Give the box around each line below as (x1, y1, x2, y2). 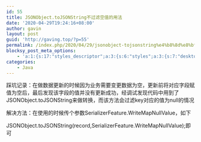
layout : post (6, 31, 39, 37)
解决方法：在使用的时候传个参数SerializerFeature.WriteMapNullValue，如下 (6, 109, 191, 117)
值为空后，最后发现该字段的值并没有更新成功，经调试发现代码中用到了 (6, 89, 179, 96)
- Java (17, 64, 33, 71)
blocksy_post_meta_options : (6, 48, 77, 54)
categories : (6, 59, 36, 65)
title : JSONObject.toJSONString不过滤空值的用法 (6, 14, 123, 20)
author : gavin (6, 25, 42, 32)
